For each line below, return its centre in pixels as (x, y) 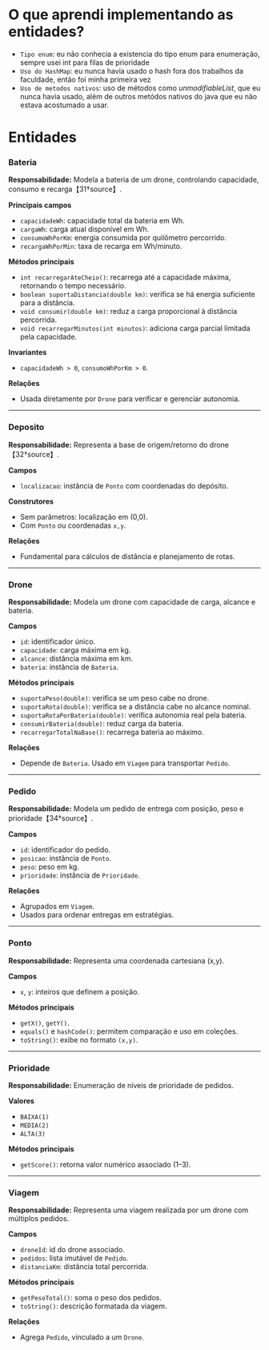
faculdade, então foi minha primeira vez (85, 79)
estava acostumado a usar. (64, 105)
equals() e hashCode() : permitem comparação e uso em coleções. (129, 1031)
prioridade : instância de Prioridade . (80, 875)
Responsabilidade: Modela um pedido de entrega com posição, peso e (126, 809)
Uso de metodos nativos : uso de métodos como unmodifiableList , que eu (140, 88)
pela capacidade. (48, 337)
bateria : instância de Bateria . (69, 667)
